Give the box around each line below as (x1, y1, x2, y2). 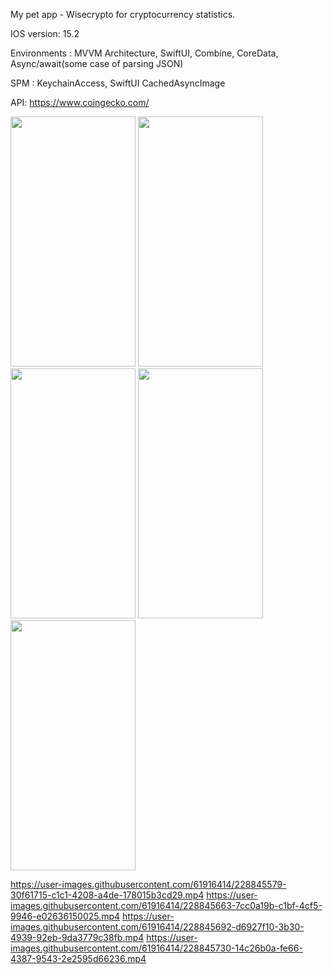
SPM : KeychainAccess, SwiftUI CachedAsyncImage (10, 77, 226, 89)
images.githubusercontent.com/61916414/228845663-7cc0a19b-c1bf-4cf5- (10, 900, 323, 911)
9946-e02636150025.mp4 (10, 910, 121, 922)
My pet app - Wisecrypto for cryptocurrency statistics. (10, 9, 236, 20)
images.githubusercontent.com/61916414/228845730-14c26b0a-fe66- (10, 942, 303, 954)
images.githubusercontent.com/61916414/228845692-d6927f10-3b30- (10, 921, 305, 933)
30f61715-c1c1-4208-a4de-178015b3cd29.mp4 (10, 889, 205, 901)
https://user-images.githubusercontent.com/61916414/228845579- (10, 879, 287, 890)
